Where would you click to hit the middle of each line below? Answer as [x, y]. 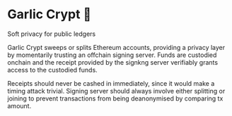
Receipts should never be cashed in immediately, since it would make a [111, 83]
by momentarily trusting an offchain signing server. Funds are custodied [112, 55]
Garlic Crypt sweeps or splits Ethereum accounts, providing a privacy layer [116, 47]
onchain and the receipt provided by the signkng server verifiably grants [112, 62]
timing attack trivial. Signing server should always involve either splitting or [116, 91]
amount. [19, 105]
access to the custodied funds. [52, 70]
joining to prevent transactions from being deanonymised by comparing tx [115, 98]
